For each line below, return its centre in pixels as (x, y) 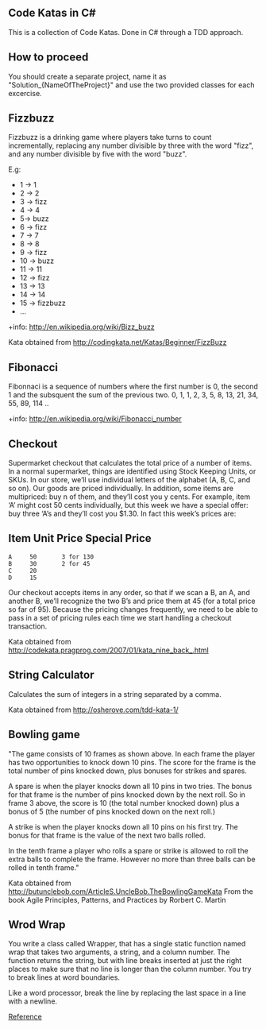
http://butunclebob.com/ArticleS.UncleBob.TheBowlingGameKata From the (131, 891)
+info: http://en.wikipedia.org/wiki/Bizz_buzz (81, 327)
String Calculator (51, 675)
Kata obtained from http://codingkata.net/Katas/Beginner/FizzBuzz (118, 342)
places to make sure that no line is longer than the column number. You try (130, 969)
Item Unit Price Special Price (80, 538)
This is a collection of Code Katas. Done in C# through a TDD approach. (126, 32)
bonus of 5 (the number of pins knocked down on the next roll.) (112, 811)
